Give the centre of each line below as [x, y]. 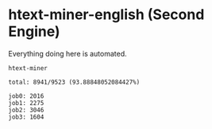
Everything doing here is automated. [67, 53]
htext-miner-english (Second [106, 15]
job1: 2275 [26, 103]
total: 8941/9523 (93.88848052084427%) [74, 82]
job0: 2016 [26, 96]
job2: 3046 [26, 110]
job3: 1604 [26, 117]
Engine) [35, 31]
